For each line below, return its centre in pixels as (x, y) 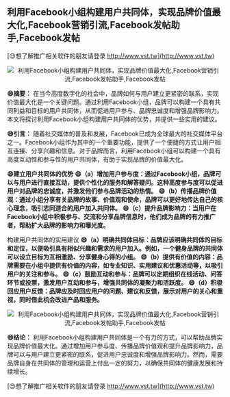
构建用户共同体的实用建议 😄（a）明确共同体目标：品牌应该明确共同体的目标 (115, 240)
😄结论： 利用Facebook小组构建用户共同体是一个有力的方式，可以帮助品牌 (112, 337)
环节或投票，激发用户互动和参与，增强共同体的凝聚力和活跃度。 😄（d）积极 (115, 282)
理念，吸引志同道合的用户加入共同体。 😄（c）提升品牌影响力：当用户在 (115, 208)
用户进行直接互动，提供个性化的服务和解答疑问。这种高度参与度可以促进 (121, 182)
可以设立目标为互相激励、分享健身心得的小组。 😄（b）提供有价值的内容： (112, 257)
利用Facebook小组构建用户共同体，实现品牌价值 (110, 12)
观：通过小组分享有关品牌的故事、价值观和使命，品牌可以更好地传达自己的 (112, 199)
